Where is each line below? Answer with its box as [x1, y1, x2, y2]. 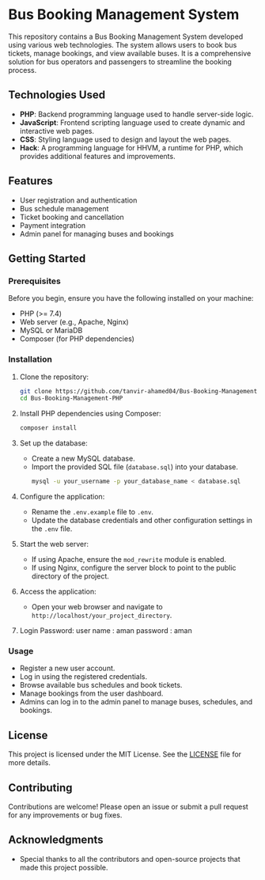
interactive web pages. [19, 126, 95, 135]
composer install [19, 424, 78, 432]
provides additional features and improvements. [19, 151, 176, 161]
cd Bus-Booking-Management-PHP [19, 394, 123, 403]
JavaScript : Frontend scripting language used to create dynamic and [19, 117, 245, 127]
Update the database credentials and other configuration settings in [31, 516, 253, 525]
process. [8, 65, 37, 74]
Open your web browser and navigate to [31, 602, 164, 612]
